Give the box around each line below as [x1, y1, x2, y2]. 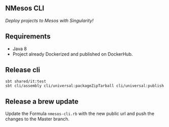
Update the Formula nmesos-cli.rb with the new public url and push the [5, 111, 154, 117]
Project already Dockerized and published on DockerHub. [12, 51, 133, 57]
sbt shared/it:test [5, 79, 47, 84]
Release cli [5, 66, 40, 74]
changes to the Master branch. [5, 116, 70, 122]
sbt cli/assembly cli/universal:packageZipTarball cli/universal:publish [5, 83, 164, 89]
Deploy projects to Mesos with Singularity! [5, 17, 94, 23]
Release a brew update [5, 97, 79, 106]
